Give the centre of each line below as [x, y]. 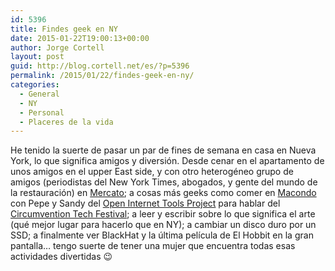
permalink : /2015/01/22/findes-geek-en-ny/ [102, 76]
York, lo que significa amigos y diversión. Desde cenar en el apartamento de [167, 161]
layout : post [37, 57]
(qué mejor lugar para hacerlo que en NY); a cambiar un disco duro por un [163, 225]
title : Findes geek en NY [64, 29]
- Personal [42, 112]
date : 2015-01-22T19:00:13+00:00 [80, 38]
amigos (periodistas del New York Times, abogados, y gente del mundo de [164, 182]
